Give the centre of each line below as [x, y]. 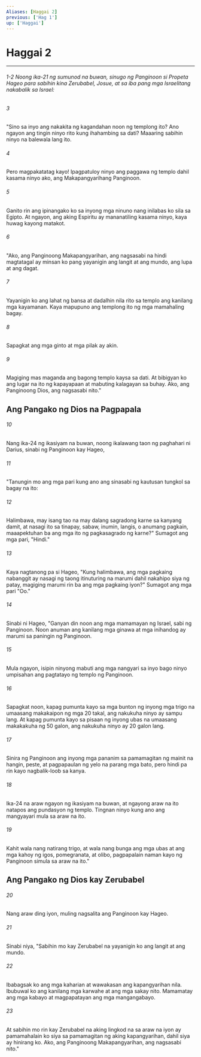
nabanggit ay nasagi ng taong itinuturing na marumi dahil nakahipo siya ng [98, 578]
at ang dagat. [22, 268]
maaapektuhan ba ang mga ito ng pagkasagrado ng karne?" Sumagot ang [97, 533]
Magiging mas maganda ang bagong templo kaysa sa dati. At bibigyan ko [97, 377]
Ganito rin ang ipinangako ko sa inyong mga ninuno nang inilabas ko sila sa [98, 210]
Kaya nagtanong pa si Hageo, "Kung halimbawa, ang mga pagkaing [89, 572]
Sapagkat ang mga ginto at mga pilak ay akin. [62, 346]
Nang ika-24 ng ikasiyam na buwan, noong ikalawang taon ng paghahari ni [98, 443]
